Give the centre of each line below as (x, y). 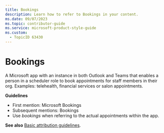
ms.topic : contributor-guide (35, 23)
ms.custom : (16, 33)
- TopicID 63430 (26, 38)
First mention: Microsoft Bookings (47, 105)
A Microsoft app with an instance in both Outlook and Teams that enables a (82, 75)
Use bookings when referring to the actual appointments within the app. (86, 115)
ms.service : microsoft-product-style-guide (51, 28)
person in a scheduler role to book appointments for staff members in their (81, 81)
